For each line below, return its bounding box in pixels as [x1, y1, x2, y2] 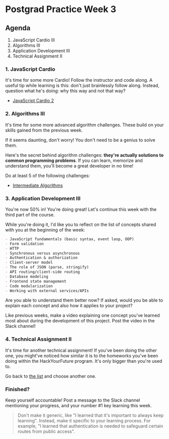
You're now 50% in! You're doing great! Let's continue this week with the [5, 206, 157, 212]
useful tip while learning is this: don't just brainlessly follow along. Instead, [5, 82, 160, 89]
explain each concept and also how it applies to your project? [5, 303, 133, 309]
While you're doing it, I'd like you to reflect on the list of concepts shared [5, 221, 156, 228]
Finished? [5, 386, 30, 393]
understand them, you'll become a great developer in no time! [5, 162, 134, 169]
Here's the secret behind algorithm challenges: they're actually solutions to [5, 152, 164, 158]
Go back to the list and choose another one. [5, 373, 97, 379]
